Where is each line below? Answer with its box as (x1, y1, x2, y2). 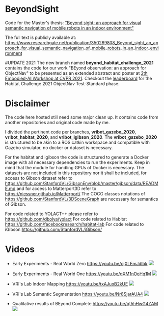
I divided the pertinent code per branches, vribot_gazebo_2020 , (5, 129, 137, 135)
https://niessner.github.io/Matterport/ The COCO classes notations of (5, 190, 146, 196)
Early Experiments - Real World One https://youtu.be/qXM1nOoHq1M (12, 271, 151, 277)
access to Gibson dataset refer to (5, 175, 73, 181)
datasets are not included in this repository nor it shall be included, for (5, 170, 147, 176)
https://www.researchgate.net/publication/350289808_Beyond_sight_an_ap (5, 39, 159, 45)
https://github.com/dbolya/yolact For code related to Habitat (5, 216, 127, 222)
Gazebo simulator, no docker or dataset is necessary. (5, 144, 113, 151)
